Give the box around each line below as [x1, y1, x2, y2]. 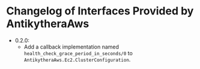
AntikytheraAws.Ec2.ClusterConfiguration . [23, 56, 131, 63]
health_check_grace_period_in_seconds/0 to [23, 49, 133, 56]
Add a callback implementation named [23, 43, 119, 50]
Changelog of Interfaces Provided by [6, 4, 194, 18]
